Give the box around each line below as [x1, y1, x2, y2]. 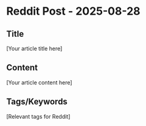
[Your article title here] [6, 45, 63, 52]
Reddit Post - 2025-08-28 [6, 4, 141, 18]
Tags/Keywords [6, 97, 68, 107]
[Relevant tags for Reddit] [6, 113, 71, 120]
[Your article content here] [6, 78, 72, 86]
